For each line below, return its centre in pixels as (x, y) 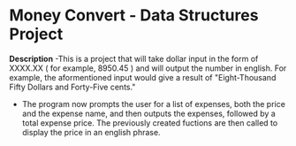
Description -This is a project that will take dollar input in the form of (134, 58)
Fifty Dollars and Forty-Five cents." (72, 87)
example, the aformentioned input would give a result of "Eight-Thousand (143, 77)
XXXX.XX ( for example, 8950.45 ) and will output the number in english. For (148, 68)
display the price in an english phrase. (91, 132)
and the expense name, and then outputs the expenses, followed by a (148, 113)
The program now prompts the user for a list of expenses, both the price (153, 104)
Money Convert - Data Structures (134, 15)
